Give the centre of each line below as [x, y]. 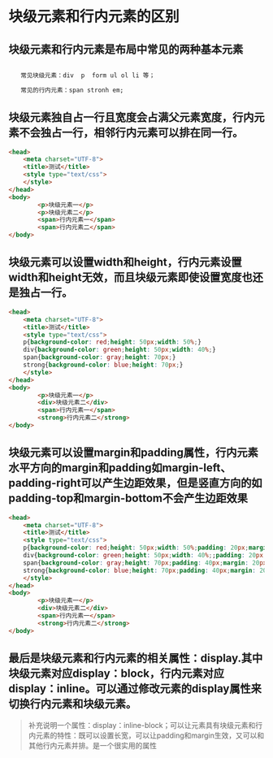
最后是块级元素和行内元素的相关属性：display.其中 [136, 658]
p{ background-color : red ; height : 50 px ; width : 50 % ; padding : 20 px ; [136, 548]
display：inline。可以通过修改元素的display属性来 [135, 689]
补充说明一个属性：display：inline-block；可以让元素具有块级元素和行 [145, 725]
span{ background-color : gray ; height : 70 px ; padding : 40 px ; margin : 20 [141, 563]
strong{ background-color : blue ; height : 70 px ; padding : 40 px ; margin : [139, 570]
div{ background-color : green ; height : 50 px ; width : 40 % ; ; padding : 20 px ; [145, 556]
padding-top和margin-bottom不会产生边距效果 [128, 498]
